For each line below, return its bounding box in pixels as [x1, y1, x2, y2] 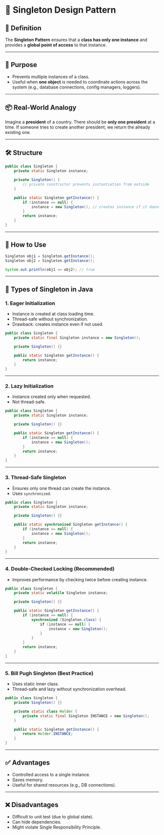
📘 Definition [5, 24, 41, 32]
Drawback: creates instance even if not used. [12, 321, 103, 327]
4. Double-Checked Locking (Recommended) [5, 566, 115, 572]
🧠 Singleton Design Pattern [5, 4, 116, 16]
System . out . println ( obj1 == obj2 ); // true [5, 267, 95, 272]
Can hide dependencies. [12, 819, 62, 825]
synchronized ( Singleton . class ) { [31, 617, 102, 622]
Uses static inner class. [12, 681, 60, 687]
